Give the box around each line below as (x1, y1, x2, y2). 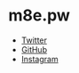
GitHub (20, 44, 48, 54)
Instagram (20, 53, 59, 64)
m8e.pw (8, 5, 70, 26)
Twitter (20, 35, 48, 45)
